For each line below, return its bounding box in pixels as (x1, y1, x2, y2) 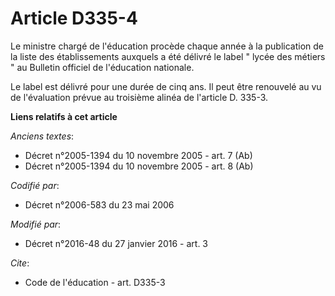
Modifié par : (10, 218, 62, 230)
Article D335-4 (10, 7, 138, 30)
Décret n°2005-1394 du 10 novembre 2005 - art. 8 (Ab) (24, 160, 254, 172)
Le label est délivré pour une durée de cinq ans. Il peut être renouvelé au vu (10, 80, 322, 92)
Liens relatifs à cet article (10, 110, 118, 122)
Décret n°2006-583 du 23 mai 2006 (24, 198, 175, 211)
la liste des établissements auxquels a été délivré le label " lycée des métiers (10, 50, 326, 62)
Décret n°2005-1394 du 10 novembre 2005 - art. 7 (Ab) (24, 149, 253, 161)
